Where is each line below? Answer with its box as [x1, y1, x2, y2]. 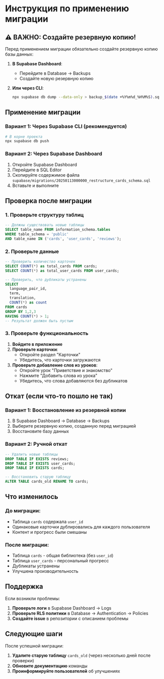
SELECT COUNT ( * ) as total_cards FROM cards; [5, 264, 97, 269]
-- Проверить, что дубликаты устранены [5, 277, 87, 282]
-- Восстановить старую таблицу [5, 474, 71, 480]
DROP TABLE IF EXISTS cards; [5, 465, 65, 470]
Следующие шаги [5, 630, 63, 638]
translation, [9, 296, 36, 301]
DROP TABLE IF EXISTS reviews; [5, 456, 69, 462]
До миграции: [5, 507, 41, 514]
